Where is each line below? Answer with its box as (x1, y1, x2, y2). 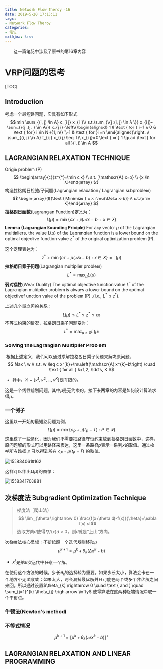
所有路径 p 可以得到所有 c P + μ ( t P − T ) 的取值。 (9, 448, 103, 455)
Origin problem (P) (5, 166, 42, 173)
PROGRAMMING (5, 657, 56, 666)
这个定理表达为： (5, 246, 39, 252)
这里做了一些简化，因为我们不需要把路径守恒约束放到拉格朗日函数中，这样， (5, 436, 158, 442)
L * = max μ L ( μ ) (67, 271, 96, 279)
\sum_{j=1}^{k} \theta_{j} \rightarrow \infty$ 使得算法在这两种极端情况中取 (5, 589, 152, 595)
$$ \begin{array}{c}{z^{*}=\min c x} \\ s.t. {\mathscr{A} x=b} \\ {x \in (13, 174, 150, 180)
